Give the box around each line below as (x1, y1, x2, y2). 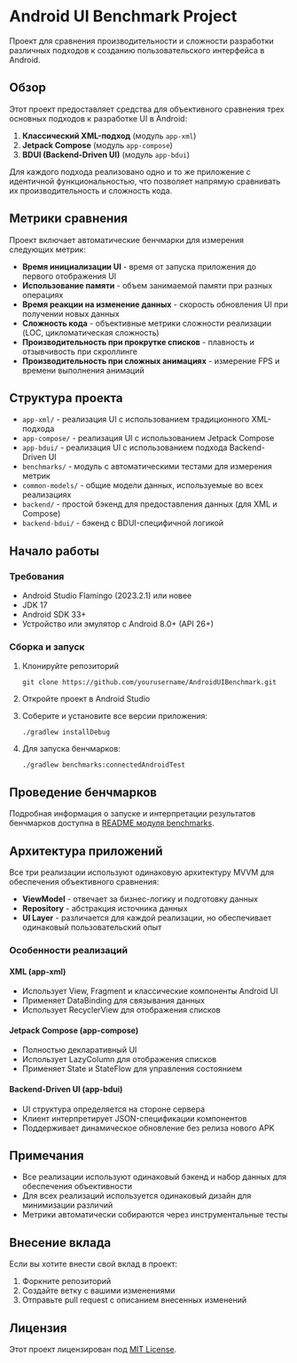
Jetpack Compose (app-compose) (9, 1025, 139, 1036)
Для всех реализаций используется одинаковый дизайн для (21, 1191, 252, 1201)
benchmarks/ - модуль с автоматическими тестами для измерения (21, 461, 272, 472)
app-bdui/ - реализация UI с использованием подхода (21, 442, 228, 453)
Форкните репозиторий (21, 1276, 112, 1287)
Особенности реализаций (9, 943, 129, 956)
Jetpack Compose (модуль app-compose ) (21, 139, 173, 150)
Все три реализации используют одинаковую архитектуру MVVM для (9, 867, 275, 878)
